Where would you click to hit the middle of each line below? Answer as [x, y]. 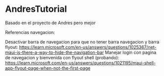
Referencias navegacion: [30, 32]
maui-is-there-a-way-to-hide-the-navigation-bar [55, 52]
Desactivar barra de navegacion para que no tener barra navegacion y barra [82, 42]
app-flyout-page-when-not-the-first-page [48, 68]
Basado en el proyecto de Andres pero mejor [50, 23]
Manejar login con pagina [131, 52]
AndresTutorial [36, 9]
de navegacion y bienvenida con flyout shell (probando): [62, 57]
